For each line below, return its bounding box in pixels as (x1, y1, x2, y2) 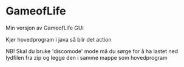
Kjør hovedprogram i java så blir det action (5, 36, 112, 43)
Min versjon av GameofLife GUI (5, 24, 84, 31)
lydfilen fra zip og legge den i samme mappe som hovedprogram (5, 54, 168, 61)
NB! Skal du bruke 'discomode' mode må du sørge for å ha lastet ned (5, 47, 179, 55)
